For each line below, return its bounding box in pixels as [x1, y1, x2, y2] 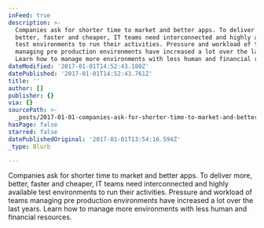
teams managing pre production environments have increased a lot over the [8, 196, 254, 205]
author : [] [8, 84, 44, 92]
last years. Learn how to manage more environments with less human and [8, 204, 247, 214]
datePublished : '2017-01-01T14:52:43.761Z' [8, 70, 153, 78]
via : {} [8, 99, 34, 107]
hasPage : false [8, 121, 58, 128]
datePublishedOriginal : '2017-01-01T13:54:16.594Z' [8, 135, 181, 143]
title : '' [8, 77, 41, 85]
